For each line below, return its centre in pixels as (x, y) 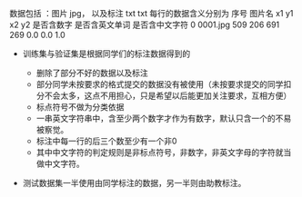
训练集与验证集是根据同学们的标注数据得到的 (106, 54)
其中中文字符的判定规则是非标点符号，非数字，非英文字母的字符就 (160, 152)
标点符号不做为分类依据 (80, 107)
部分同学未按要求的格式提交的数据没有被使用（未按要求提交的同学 (160, 84)
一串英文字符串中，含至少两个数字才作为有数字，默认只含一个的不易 (164, 118)
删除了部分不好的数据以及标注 (92, 73)
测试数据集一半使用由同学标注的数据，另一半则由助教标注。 (134, 183)
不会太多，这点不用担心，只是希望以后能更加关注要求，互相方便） (168, 95)
